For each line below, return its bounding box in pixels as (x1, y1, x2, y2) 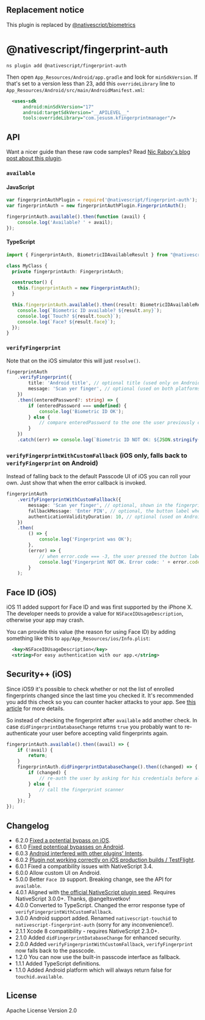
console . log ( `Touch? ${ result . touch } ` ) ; (17, 313, 121, 319)
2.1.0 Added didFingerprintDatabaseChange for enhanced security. (15, 934, 181, 941)
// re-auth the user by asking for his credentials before (38, 775, 192, 781)
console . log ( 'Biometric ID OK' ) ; (38, 408, 124, 414)
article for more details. (6, 705, 65, 712)
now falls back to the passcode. (15, 947, 96, 954)
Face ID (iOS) (6, 587, 57, 597)
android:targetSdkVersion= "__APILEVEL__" (22, 109, 130, 115)
